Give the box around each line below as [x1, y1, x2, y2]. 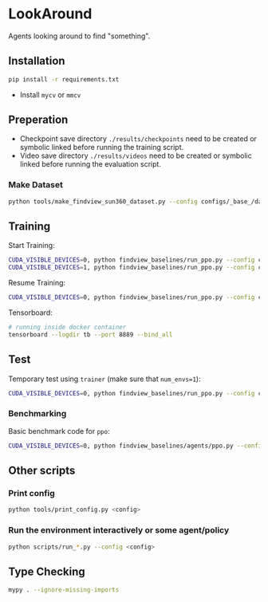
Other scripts [8, 464, 76, 478]
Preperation [8, 113, 69, 127]
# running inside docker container [8, 324, 127, 332]
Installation [8, 54, 65, 68]
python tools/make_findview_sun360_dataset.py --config [8, 197, 198, 206]
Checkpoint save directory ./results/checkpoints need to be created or [19, 134, 258, 144]
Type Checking [8, 565, 85, 578]
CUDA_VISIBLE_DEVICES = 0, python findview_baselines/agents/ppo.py [8, 442, 234, 450]
